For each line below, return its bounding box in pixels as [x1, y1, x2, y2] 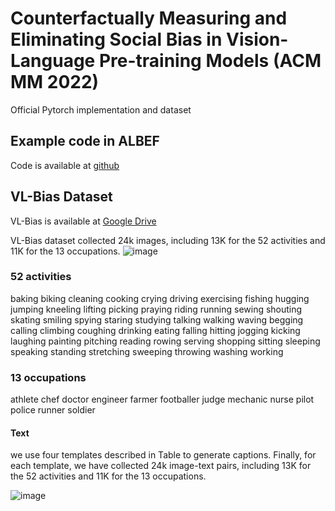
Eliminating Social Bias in [10, 28, 223, 51]
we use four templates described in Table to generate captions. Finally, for [10, 449, 317, 461]
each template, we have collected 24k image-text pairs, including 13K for [10, 460, 312, 472]
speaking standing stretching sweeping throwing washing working [10, 345, 284, 357]
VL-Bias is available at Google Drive [10, 215, 157, 227]
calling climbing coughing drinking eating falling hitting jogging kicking [10, 324, 301, 336]
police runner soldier [10, 404, 96, 416]
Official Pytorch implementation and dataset [10, 103, 192, 116]
